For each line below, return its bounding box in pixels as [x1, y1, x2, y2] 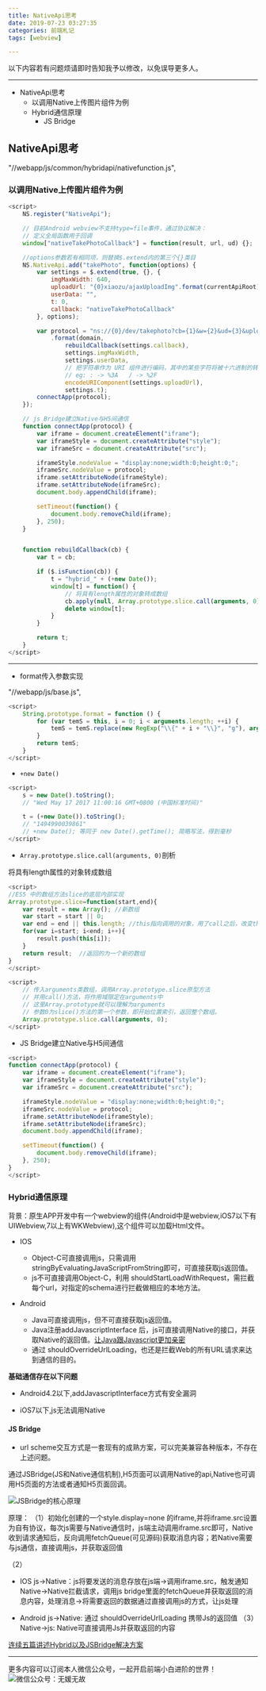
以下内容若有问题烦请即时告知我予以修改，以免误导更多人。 [8, 63, 203, 73]
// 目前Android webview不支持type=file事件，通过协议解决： [22, 225, 207, 233]
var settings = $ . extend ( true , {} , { [36, 268, 161, 276]
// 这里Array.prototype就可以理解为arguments [22, 1001, 166, 1009]
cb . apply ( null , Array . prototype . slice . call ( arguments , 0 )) [64, 597, 264, 605]
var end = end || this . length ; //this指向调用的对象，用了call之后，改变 [22, 920, 253, 928]
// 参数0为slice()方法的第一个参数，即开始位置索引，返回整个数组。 [22, 1008, 221, 1016]
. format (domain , [50, 334, 104, 342]
